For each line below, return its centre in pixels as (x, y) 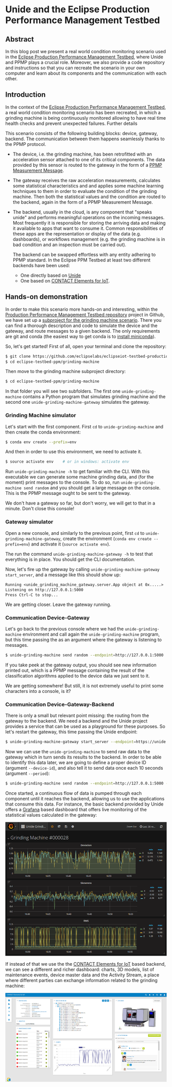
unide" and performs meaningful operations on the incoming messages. (89, 217)
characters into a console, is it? (38, 691)
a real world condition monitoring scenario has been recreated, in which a (83, 112)
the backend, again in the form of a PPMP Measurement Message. (83, 202)
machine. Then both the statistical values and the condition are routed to (89, 197)
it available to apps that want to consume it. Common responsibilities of (88, 228)
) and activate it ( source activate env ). (69, 544)
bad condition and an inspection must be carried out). (69, 245)
